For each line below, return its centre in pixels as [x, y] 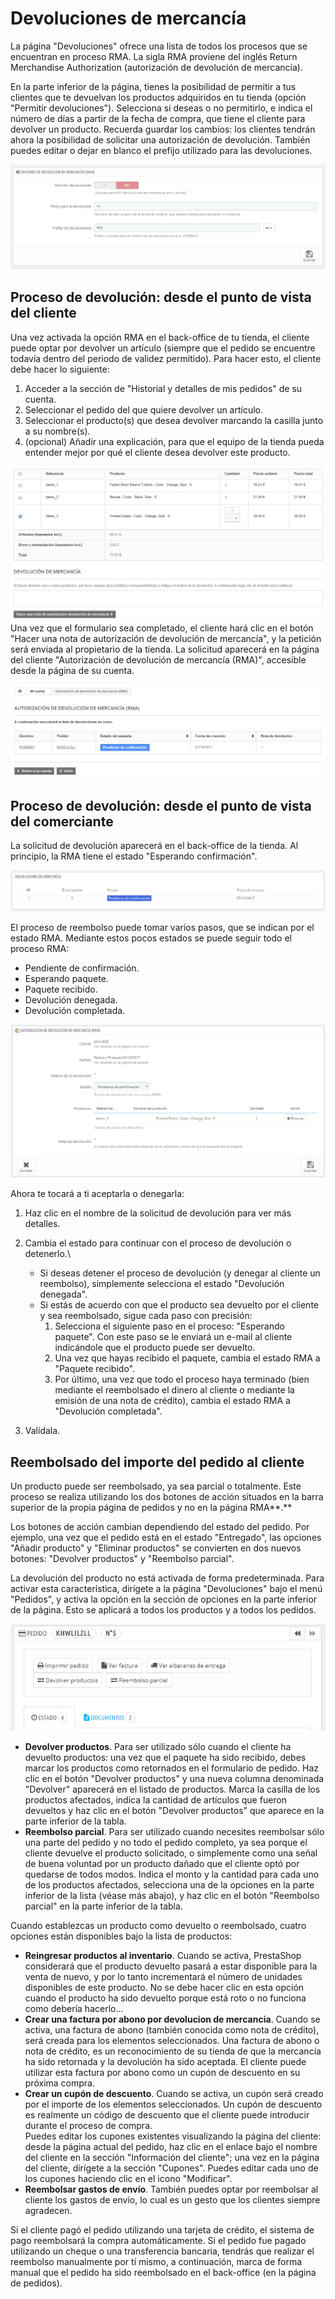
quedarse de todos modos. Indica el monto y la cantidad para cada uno [172, 1874]
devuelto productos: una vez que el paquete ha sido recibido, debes [165, 1757]
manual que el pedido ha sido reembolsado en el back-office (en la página [163, 2272]
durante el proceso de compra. [88, 2125]
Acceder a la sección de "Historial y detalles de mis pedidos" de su [163, 388]
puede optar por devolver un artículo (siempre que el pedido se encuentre [163, 348]
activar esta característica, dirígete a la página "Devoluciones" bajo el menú [166, 1589]
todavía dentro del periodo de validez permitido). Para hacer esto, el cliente [166, 358]
